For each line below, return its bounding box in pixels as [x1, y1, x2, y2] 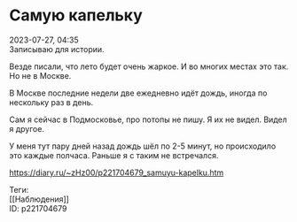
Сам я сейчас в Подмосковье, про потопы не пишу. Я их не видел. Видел [9, 114, 287, 125]
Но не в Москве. [9, 70, 72, 80]
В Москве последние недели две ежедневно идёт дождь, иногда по [9, 88, 268, 98]
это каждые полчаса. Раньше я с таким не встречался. [9, 149, 219, 160]
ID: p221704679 [9, 203, 67, 213]
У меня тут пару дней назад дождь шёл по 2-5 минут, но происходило [9, 141, 277, 151]
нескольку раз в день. [9, 96, 94, 107]
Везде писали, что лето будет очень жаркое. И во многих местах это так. [9, 61, 289, 72]
